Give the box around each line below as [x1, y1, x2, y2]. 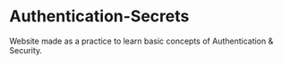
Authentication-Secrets [9, 6, 190, 27]
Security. [9, 44, 43, 55]
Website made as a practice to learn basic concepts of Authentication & [9, 36, 274, 46]
